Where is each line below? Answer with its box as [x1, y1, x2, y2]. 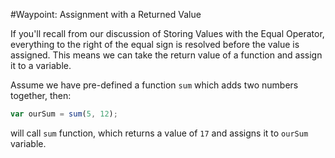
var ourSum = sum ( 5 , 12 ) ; [10, 109, 118, 119]
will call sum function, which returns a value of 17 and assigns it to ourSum [10, 127, 309, 139]
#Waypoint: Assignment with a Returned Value [10, 9, 202, 20]
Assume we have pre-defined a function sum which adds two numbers [10, 79, 299, 91]
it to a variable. [10, 60, 72, 71]
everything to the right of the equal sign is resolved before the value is [10, 39, 300, 50]
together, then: [10, 90, 72, 101]
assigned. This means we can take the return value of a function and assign [10, 49, 323, 61]
